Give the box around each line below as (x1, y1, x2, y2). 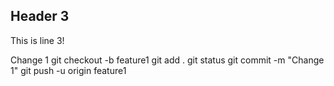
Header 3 (10, 8, 70, 25)
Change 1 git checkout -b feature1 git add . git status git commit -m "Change (10, 54, 325, 66)
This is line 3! (10, 34, 65, 46)
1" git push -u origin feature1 (10, 64, 127, 76)
